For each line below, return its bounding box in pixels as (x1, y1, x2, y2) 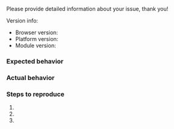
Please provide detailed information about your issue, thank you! (6, 6, 169, 12)
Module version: (15, 42, 56, 49)
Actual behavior (6, 73, 55, 82)
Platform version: (15, 35, 59, 42)
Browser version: (15, 29, 58, 36)
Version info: (6, 17, 38, 24)
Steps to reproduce (6, 90, 65, 98)
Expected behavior (6, 57, 64, 65)
